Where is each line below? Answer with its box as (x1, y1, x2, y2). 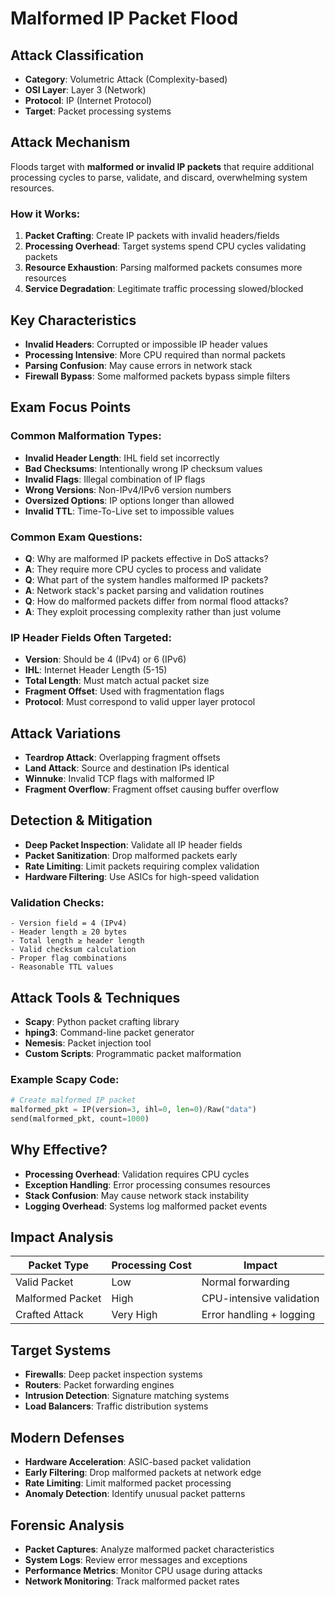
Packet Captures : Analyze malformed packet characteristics (24, 1543, 275, 1555)
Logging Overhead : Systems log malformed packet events (24, 1200, 268, 1212)
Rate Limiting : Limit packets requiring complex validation (24, 860, 260, 872)
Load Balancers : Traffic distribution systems (24, 1400, 209, 1412)
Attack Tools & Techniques (10, 989, 181, 1006)
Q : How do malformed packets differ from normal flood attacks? (24, 595, 289, 607)
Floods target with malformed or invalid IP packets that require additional (10, 160, 315, 172)
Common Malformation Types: (10, 429, 162, 443)
